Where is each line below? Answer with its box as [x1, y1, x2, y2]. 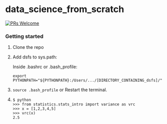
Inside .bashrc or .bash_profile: [12, 64, 77, 70]
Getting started [5, 33, 44, 40]
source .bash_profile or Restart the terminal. [12, 87, 107, 93]
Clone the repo [12, 44, 44, 50]
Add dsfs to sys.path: [12, 54, 57, 60]
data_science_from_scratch [5, 4, 124, 15]
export [12, 74, 27, 79]
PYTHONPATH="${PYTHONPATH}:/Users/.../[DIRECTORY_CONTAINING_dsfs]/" [12, 78, 163, 83]
